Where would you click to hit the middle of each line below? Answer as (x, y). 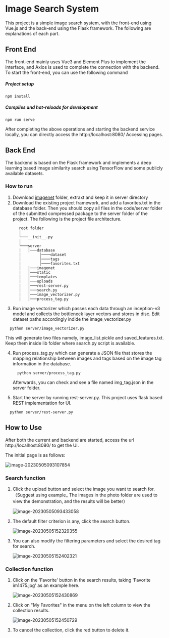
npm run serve (20, 119)
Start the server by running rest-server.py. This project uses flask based (88, 397)
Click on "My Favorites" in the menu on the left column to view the (81, 605)
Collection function (30, 569)
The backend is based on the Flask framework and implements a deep (78, 162)
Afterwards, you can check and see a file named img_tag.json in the (83, 382)
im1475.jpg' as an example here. (46, 585)
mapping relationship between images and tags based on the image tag (87, 358)
